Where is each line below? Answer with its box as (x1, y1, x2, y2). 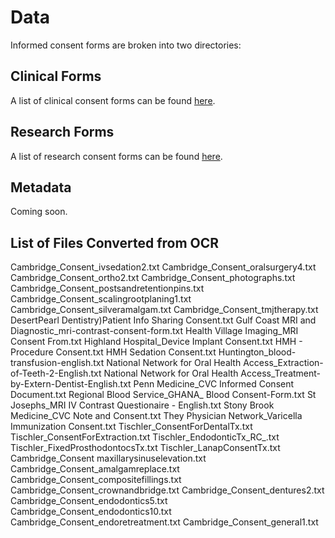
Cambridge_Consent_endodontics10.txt (10, 506, 172, 518)
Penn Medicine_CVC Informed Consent (133, 378, 295, 390)
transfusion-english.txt (10, 357, 105, 369)
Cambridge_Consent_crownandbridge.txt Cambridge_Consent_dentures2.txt (10, 484, 325, 496)
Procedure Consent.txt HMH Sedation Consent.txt (10, 346, 217, 358)
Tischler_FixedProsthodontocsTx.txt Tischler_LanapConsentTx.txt (10, 442, 281, 454)
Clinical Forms (10, 68, 102, 85)
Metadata (10, 179, 72, 196)
